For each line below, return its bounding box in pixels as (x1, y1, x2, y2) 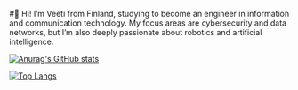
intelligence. (9, 36, 54, 47)
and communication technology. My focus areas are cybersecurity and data (9, 18, 287, 28)
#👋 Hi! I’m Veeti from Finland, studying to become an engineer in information (9, 9, 290, 19)
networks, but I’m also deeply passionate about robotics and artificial (9, 27, 262, 37)
